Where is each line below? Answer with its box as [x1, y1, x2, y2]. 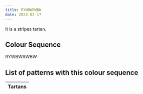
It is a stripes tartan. [5, 26, 47, 32]
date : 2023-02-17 [5, 12, 42, 17]
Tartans [8, 83, 27, 90]
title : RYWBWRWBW [5, 7, 42, 13]
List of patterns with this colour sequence [5, 68, 138, 77]
